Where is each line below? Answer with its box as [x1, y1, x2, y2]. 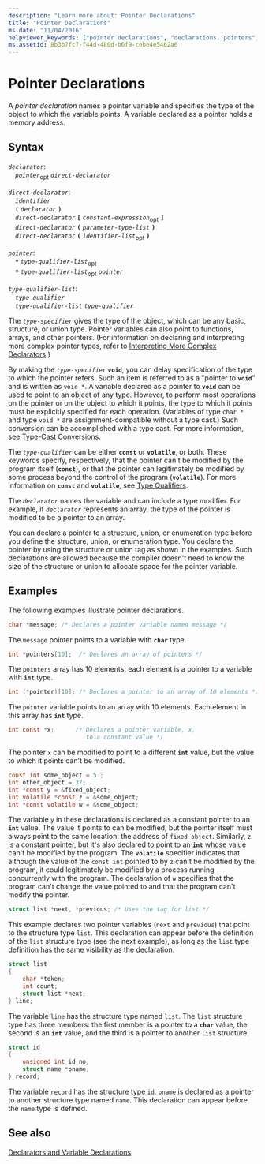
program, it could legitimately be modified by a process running [8, 865, 215, 874]
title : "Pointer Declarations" [8, 19, 111, 27]
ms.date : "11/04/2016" [8, 26, 83, 34]
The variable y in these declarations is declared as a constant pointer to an [8, 814, 251, 825]
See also [8, 1126, 51, 1140]
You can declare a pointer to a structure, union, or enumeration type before [8, 528, 252, 537]
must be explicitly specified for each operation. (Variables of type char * [8, 406, 244, 416]
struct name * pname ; [22, 1065, 90, 1073]
